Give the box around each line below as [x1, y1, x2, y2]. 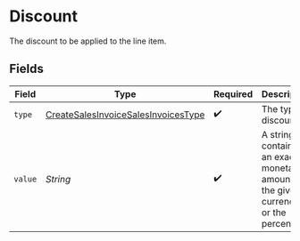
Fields [9, 61, 45, 76]
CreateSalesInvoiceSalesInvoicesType [45, 108, 205, 121]
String [45, 173, 71, 185]
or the [261, 206, 287, 219]
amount [261, 173, 294, 185]
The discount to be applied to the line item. [9, 36, 167, 46]
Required [213, 87, 253, 100]
